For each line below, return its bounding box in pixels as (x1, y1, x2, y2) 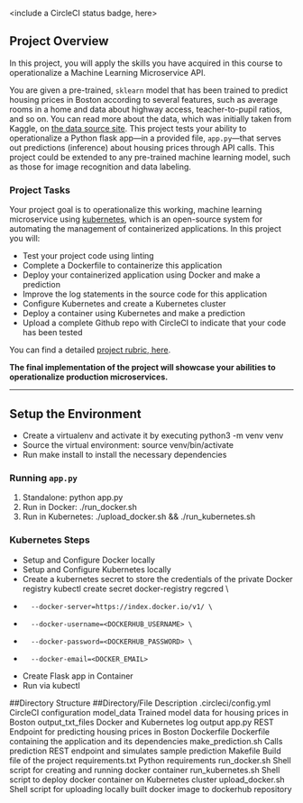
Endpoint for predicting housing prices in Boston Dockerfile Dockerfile (9, 725, 271, 737)
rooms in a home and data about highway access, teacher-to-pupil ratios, (9, 104, 282, 114)
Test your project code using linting (22, 251, 155, 261)
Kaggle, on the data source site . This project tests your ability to (9, 123, 247, 133)
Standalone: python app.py (22, 492, 124, 503)
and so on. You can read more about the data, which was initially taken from (9, 113, 291, 124)
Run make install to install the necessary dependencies (22, 449, 227, 460)
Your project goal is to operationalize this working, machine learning (9, 205, 262, 215)
